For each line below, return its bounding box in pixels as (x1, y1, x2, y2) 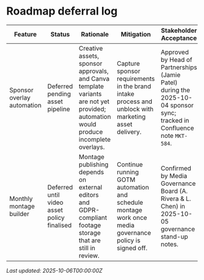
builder (9, 210, 30, 218)
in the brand (117, 82, 152, 90)
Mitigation (120, 30, 151, 38)
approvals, (78, 67, 109, 75)
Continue (117, 160, 143, 168)
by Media (160, 171, 188, 180)
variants (78, 89, 102, 98)
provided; (78, 104, 106, 113)
